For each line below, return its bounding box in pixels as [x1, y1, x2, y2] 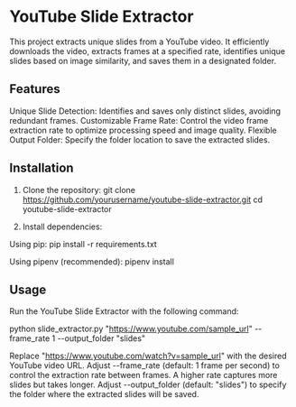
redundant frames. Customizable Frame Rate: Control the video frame [9, 115, 269, 125]
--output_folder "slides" [57, 333, 146, 344]
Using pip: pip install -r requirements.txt [9, 238, 158, 249]
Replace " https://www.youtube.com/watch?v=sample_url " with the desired [9, 350, 287, 362]
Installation [9, 161, 74, 176]
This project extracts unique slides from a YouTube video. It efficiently [9, 36, 270, 47]
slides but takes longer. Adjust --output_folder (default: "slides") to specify [9, 379, 287, 390]
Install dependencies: [22, 221, 103, 232]
